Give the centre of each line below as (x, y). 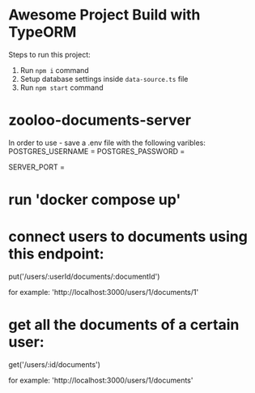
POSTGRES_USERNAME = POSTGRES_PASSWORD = (97, 151)
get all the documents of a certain (124, 325)
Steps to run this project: (49, 54)
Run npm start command (62, 88)
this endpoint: (56, 254)
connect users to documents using (128, 237)
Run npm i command (54, 70)
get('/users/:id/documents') (55, 364)
